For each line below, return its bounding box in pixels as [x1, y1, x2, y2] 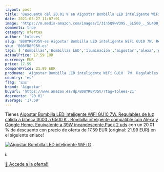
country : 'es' [5, 75, 34, 80]
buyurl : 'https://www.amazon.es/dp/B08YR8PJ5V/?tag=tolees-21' [5, 89, 137, 94]
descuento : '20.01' [5, 93, 45, 98]
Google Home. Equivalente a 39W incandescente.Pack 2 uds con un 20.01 [5, 122, 155, 128]
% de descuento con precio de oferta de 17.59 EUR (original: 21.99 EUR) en [5, 127, 156, 133]
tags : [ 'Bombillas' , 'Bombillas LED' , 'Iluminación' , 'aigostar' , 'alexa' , [5, 48, 156, 53]
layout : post [5, 7, 32, 12]
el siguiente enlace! [5, 132, 44, 138]
